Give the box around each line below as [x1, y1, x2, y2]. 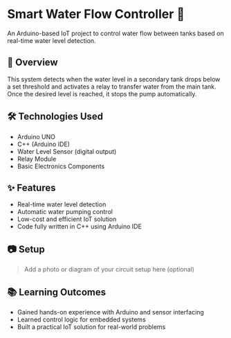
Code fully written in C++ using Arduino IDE [17, 222, 142, 231]
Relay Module [17, 154, 57, 163]
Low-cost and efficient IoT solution [17, 215, 117, 224]
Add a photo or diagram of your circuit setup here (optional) [24, 265, 195, 274]
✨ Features [7, 181, 56, 193]
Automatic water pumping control [17, 208, 113, 216]
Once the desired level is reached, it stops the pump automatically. [7, 89, 197, 98]
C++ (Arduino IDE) [17, 140, 71, 148]
